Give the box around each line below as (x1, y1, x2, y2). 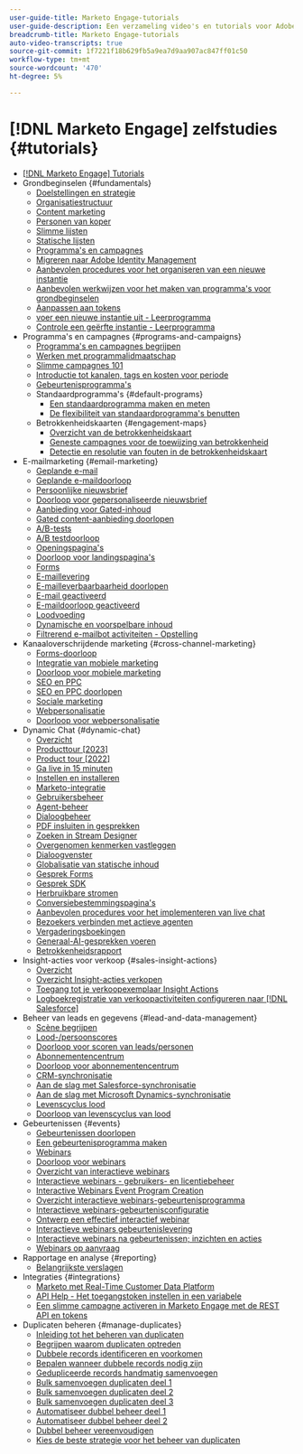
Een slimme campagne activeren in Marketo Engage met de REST (35, 1300, 280, 1310)
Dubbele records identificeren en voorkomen (35, 1347, 203, 1359)
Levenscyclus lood (35, 1098, 106, 1109)
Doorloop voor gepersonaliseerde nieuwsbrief (35, 494, 207, 505)
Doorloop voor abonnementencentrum (35, 1060, 179, 1071)
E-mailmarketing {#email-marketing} (22, 455, 159, 466)
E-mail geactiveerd (35, 590, 106, 601)
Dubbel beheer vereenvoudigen (35, 1424, 154, 1436)
